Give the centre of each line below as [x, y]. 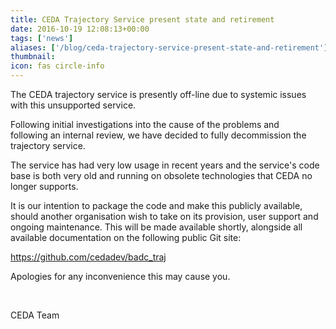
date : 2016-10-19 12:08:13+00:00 [80, 29]
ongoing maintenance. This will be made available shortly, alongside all [156, 227]
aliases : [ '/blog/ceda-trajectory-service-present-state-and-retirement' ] [169, 47]
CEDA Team [35, 315]
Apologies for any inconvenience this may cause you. [120, 276]
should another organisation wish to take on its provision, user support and [164, 216]
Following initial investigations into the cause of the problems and [145, 124]
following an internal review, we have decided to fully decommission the [158, 135]
